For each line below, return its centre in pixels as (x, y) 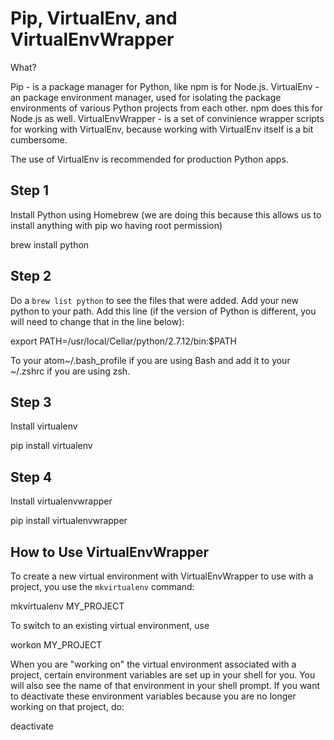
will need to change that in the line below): (97, 321)
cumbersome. (39, 139)
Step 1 (30, 190)
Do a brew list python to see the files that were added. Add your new (154, 300)
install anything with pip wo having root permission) (116, 225)
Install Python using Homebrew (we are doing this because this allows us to (166, 214)
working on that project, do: (67, 706)
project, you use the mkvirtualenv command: (102, 586)
